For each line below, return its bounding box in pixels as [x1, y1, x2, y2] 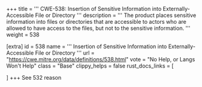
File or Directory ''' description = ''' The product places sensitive [35, 12, 197, 19]
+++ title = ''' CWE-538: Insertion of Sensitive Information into [6, 5, 162, 12]
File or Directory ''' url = [35, 49, 95, 57]
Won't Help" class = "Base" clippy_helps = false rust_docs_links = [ [6, 62, 174, 69]
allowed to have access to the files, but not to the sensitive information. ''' [6, 24, 191, 32]
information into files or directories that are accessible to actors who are [6, 18, 187, 25]
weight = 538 [6, 31, 39, 38]
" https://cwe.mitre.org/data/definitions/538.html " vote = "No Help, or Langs [6, 56, 195, 63]
